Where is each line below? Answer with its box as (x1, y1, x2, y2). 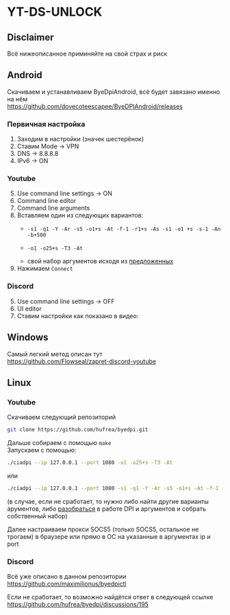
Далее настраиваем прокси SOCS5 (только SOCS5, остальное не (7, 525, 199, 533)
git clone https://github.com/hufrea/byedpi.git (7, 426, 149, 433)
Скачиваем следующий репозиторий (7, 413, 116, 422)
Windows (7, 332, 49, 343)
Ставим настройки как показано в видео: (16, 311, 139, 319)
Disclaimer (7, 32, 54, 43)
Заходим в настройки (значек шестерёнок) (16, 135, 144, 143)
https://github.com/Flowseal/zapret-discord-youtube (7, 357, 156, 365)
